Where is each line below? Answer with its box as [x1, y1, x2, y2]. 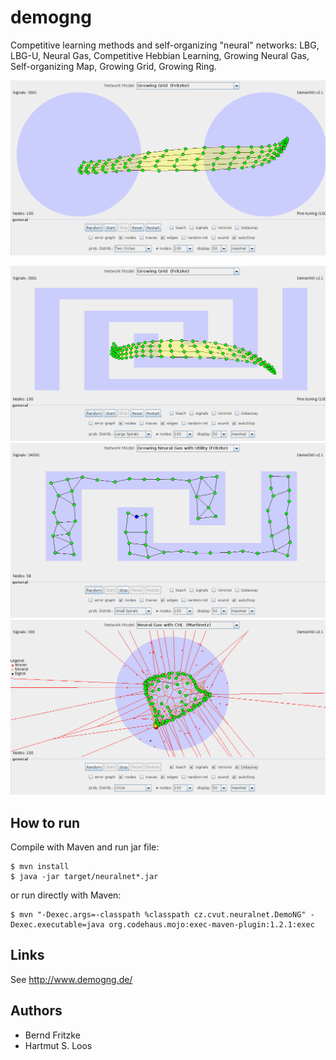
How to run [10, 814, 81, 831]
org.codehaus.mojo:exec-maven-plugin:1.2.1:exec [108, 919, 315, 930]
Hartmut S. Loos [24, 1039, 93, 1051]
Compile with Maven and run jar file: [10, 841, 160, 853]
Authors [10, 1002, 63, 1020]
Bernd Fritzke [24, 1029, 81, 1041]
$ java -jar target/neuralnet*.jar [10, 871, 159, 881]
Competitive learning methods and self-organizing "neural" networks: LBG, [10, 39, 320, 51]
